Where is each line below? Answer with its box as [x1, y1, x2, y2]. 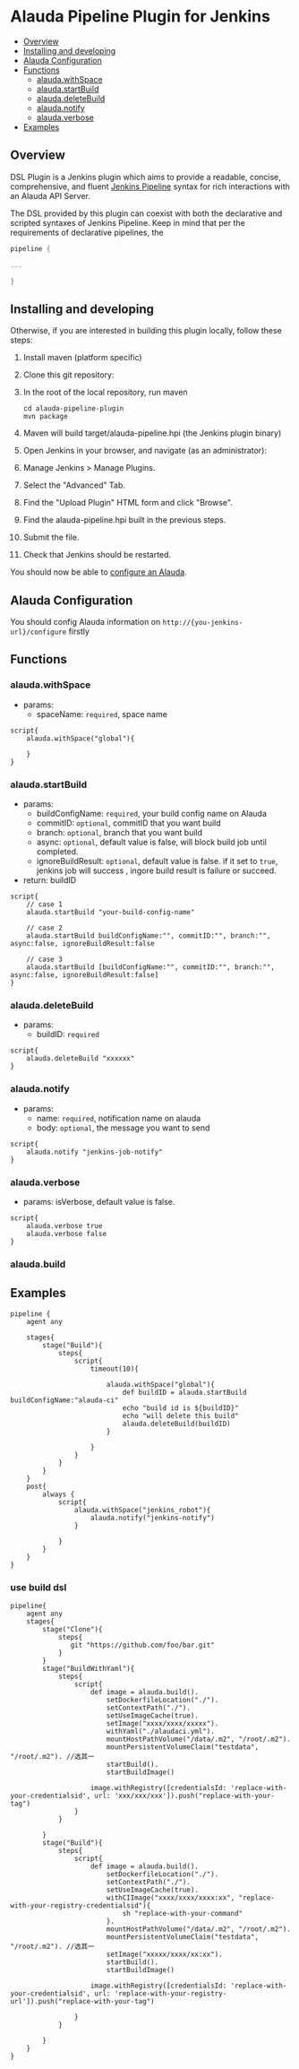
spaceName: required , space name [36, 708, 168, 719]
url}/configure [10, 628, 67, 636]
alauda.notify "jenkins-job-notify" [26, 1147, 164, 1156]
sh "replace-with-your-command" [122, 1909, 243, 1918]
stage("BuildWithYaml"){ [42, 1664, 135, 1673]
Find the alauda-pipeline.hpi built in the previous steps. [22, 515, 226, 525]
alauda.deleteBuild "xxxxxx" [26, 1054, 135, 1063]
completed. [36, 845, 79, 857]
